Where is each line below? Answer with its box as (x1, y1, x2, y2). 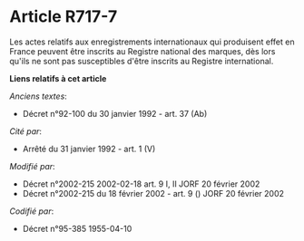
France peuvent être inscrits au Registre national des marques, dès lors (9, 45, 276, 56)
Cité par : (9, 125, 43, 137)
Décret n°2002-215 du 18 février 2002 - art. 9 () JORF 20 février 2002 (22, 188, 284, 198)
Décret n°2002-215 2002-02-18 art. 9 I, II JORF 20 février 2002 (22, 178, 260, 189)
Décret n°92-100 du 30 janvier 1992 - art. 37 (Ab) (22, 108, 208, 119)
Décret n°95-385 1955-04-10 (22, 223, 132, 234)
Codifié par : (9, 206, 54, 217)
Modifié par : (9, 160, 56, 171)
